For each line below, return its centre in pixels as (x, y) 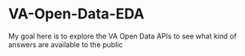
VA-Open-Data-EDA (76, 14)
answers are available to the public (66, 44)
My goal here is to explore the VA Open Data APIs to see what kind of (122, 36)
